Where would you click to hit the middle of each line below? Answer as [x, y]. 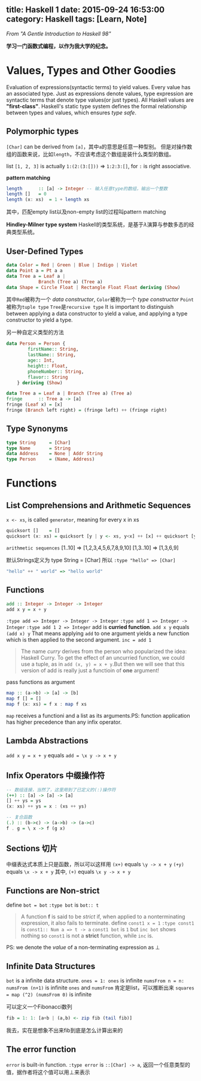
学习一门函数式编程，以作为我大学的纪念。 [59, 46]
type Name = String [38, 448]
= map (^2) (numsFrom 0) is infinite [49, 995]
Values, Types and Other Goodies [91, 71]
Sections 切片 [32, 848]
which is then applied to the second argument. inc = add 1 [79, 640]
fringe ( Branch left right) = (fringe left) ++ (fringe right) [87, 410]
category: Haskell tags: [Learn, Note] [77, 19]
